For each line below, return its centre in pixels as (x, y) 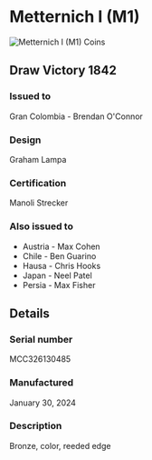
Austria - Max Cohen (62, 246)
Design (25, 140)
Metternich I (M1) (75, 17)
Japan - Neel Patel (57, 275)
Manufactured (42, 383)
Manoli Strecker (39, 203)
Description (36, 426)
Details (29, 313)
